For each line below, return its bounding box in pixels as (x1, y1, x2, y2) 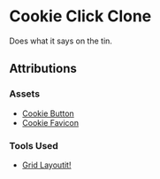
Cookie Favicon (21, 117, 80, 128)
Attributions (9, 61, 78, 76)
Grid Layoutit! (21, 160, 72, 170)
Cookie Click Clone (9, 6, 152, 27)
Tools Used (9, 139, 59, 152)
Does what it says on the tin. (9, 35, 113, 46)
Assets (9, 88, 41, 100)
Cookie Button (21, 108, 75, 119)
